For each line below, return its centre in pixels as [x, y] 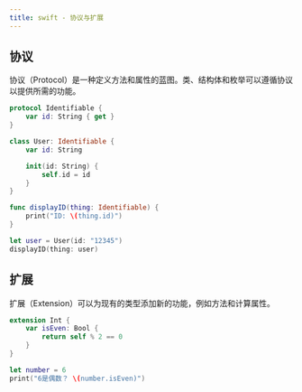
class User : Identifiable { [62, 142]
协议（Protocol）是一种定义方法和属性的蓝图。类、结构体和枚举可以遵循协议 [151, 80]
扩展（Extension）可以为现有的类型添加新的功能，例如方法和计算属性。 [142, 303]
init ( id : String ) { [62, 166]
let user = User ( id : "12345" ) [66, 240]
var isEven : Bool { [62, 329]
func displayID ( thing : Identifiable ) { [84, 208]
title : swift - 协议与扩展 [56, 18]
